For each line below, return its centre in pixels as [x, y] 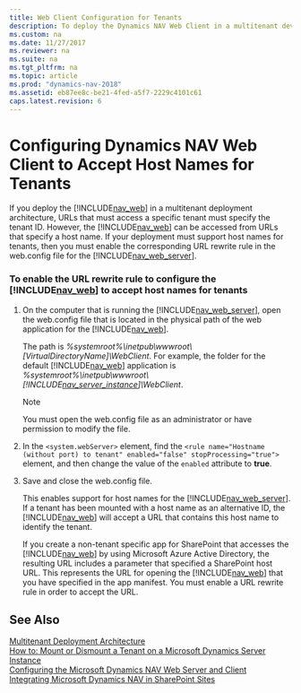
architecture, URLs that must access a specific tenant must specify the [140, 218]
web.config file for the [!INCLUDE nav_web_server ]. [103, 256]
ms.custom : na [36, 34]
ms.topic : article [43, 76]
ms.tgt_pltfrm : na [43, 68]
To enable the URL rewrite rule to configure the [113, 279]
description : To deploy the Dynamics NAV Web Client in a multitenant [144, 26]
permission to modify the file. [76, 429]
